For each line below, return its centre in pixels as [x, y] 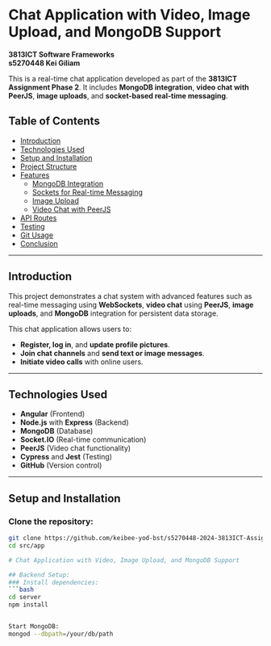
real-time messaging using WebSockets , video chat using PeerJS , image [131, 304]
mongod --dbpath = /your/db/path [61, 634]
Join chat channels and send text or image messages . [112, 353]
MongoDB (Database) [56, 431]
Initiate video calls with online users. [81, 362]
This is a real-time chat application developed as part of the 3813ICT [123, 78]
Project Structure [48, 166]
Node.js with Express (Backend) [74, 422]
